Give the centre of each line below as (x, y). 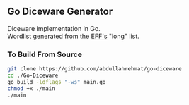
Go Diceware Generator (60, 12)
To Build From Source (45, 54)
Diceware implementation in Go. (54, 28)
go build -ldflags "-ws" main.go (57, 82)
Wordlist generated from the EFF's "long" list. (73, 36)
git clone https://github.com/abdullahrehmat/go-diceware (94, 69)
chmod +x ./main (31, 88)
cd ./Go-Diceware (33, 75)
